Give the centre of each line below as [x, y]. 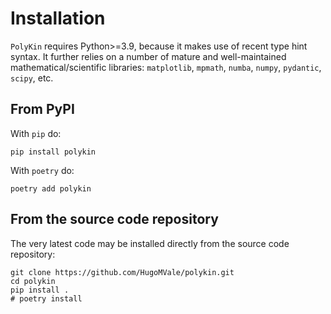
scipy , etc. [32, 78]
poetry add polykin [51, 188]
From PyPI [42, 109]
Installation [58, 18]
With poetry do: [42, 170]
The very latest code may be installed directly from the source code [150, 243]
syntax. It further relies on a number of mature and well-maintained [148, 56]
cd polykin [33, 281]
